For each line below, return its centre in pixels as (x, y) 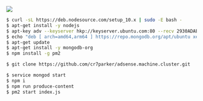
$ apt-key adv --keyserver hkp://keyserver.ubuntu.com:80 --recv (90, 31)
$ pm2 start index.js (34, 92)
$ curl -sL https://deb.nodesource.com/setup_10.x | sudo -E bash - (94, 20)
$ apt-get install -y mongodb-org (50, 48)
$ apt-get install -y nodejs (43, 25)
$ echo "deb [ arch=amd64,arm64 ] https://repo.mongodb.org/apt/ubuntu (98, 37)
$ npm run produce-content (40, 86)
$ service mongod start (36, 75)
